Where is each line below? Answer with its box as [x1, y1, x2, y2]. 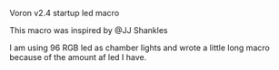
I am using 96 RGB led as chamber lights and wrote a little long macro [9, 42, 270, 53]
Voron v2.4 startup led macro [9, 8, 120, 18]
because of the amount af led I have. [9, 52, 147, 62]
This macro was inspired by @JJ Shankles [9, 25, 168, 35]
